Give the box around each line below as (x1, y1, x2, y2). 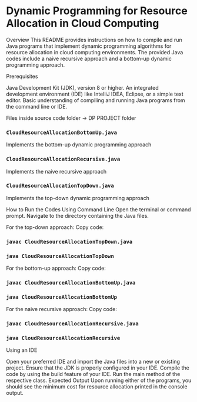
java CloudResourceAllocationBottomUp (6, 293, 118, 300)
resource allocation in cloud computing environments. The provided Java (6, 48, 183, 55)
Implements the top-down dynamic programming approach (6, 194, 150, 201)
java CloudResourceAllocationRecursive (6, 335, 121, 342)
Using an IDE (6, 347, 38, 354)
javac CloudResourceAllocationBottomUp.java (6, 279, 136, 286)
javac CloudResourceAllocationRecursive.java (6, 321, 139, 327)
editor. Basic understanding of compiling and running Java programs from (6, 96, 185, 104)
